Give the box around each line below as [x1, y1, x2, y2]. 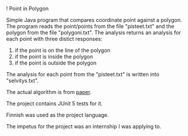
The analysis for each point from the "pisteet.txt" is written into [6, 71, 160, 77]
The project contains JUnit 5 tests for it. [6, 100, 103, 107]
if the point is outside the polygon [14, 59, 96, 66]
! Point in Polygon [6, 5, 49, 12]
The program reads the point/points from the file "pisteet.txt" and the [6, 23, 174, 30]
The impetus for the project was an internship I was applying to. [6, 123, 161, 129]
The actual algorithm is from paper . [6, 89, 92, 95]
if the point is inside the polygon [14, 53, 93, 60]
